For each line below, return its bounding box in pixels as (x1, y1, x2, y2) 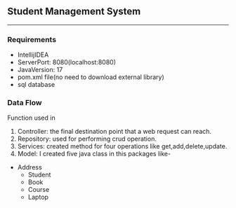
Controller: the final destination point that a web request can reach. (17, 127, 212, 136)
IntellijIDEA (17, 50, 49, 59)
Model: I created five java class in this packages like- (17, 150, 171, 158)
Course (27, 186, 50, 194)
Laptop (27, 193, 49, 202)
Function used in (7, 113, 55, 122)
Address (17, 163, 42, 172)
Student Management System (7, 6, 141, 18)
